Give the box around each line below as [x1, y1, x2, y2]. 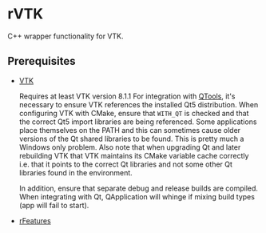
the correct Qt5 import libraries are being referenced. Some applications [18, 117, 257, 127]
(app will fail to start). [18, 200, 89, 210]
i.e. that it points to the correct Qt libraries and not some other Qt [18, 159, 233, 169]
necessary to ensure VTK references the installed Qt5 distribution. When [18, 99, 259, 109]
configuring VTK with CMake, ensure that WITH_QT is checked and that [18, 108, 249, 118]
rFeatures [18, 215, 51, 225]
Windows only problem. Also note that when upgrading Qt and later [18, 142, 241, 152]
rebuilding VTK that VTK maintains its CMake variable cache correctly [18, 151, 249, 160]
